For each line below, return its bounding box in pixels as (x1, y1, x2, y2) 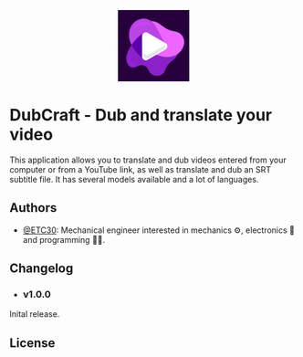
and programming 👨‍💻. (22, 234, 106, 245)
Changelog (9, 261, 74, 277)
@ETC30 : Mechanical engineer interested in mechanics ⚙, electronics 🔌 (22, 225, 295, 236)
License (9, 335, 56, 351)
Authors (9, 200, 57, 215)
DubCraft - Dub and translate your (9, 105, 272, 126)
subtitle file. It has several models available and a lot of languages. (9, 173, 259, 184)
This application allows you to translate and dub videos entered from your (9, 154, 287, 165)
